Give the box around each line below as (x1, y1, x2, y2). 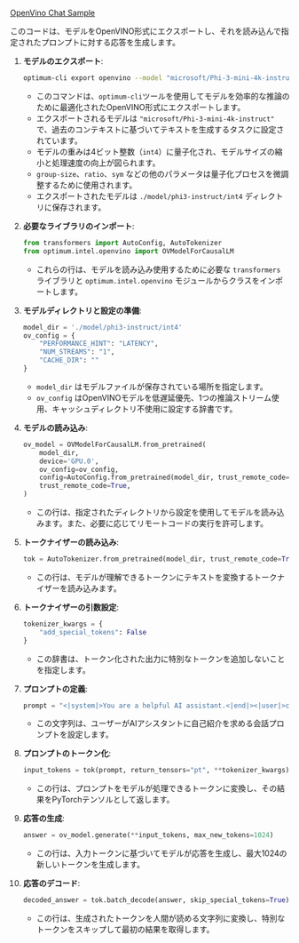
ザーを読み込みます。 (43, 582, 122, 594)
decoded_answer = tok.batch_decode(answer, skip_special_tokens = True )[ (22, 896, 294, 905)
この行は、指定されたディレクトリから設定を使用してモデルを (35, 507, 262, 517)
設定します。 (67, 729, 114, 740)
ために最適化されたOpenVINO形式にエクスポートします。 (35, 101, 246, 112)
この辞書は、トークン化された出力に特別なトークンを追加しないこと (35, 653, 286, 664)
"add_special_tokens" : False (39, 627, 147, 636)
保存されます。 (51, 202, 106, 212)
